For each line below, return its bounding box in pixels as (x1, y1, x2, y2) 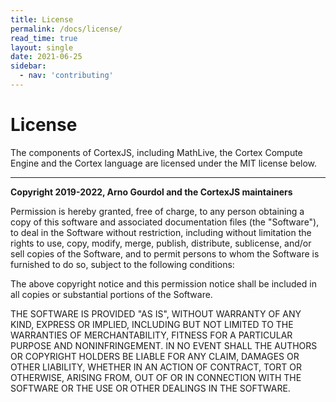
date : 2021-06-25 (10, 52, 83, 62)
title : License (10, 14, 74, 25)
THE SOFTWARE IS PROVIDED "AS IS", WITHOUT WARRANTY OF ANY (10, 307, 302, 320)
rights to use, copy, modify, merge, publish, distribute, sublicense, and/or (10, 237, 312, 249)
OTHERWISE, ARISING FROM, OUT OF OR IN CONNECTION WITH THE (10, 371, 302, 383)
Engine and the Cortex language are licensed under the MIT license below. (10, 157, 318, 169)
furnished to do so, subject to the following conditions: (10, 258, 235, 270)
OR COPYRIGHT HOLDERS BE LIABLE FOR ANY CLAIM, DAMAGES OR (10, 350, 300, 362)
